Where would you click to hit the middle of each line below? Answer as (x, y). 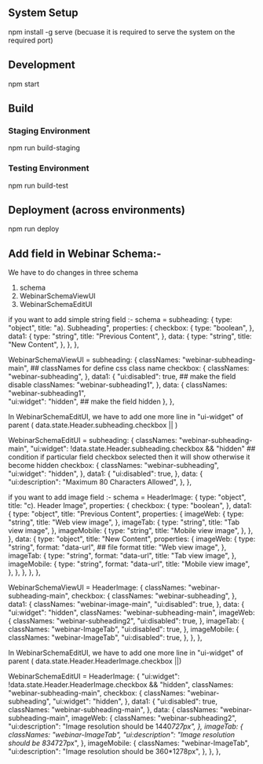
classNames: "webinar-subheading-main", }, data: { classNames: (113, 710)
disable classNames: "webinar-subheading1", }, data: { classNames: (118, 385)
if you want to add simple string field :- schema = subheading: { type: (121, 320)
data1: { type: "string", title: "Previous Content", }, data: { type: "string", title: (130, 336)
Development (42, 65)
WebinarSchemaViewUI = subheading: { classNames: (94, 360)
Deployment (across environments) (97, 210)
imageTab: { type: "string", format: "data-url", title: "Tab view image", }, (122, 556)
